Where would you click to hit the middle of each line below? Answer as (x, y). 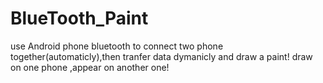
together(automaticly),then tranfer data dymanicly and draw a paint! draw (161, 56)
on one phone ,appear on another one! (90, 67)
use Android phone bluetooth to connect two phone (117, 46)
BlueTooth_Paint (79, 18)
